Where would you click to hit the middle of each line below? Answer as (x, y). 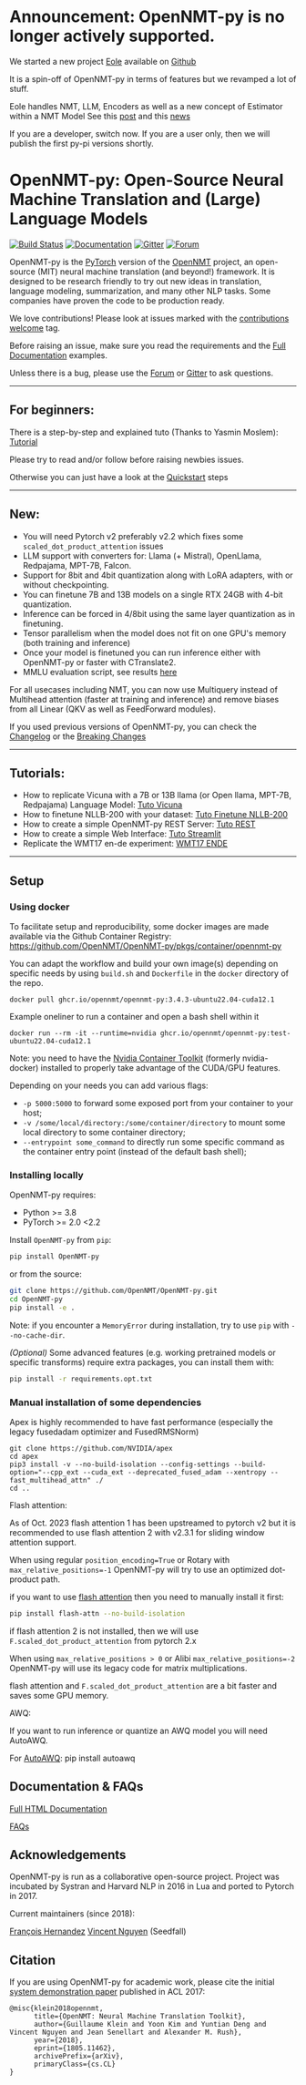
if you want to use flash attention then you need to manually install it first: (147, 1597)
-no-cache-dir (36, 1335)
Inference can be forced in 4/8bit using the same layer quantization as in (159, 613)
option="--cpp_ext (44, 1472)
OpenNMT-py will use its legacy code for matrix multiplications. (128, 1668)
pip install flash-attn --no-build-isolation (97, 1613)
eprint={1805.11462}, (75, 2049)
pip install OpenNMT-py (55, 1257)
